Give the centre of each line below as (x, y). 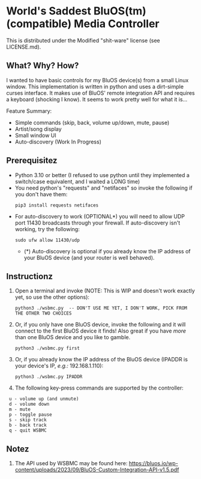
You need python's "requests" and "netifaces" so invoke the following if (104, 188)
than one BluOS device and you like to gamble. (73, 337)
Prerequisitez (32, 161)
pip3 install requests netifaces (57, 205)
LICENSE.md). (24, 47)
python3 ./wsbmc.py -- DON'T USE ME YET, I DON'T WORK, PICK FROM (101, 308)
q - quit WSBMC (28, 430)
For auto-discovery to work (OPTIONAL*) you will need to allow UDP (100, 216)
